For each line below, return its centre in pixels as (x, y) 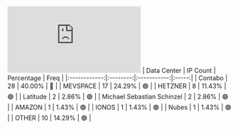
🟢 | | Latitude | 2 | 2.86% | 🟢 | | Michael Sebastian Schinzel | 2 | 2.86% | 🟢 (118, 96)
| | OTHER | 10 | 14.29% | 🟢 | (49, 118)
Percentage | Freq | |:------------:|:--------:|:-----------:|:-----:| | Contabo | (118, 78)
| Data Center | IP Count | (179, 71)
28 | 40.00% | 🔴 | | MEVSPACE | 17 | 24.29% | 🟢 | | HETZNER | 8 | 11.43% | (117, 86)
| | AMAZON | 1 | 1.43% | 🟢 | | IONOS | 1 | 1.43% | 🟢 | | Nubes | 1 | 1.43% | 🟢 (119, 107)
